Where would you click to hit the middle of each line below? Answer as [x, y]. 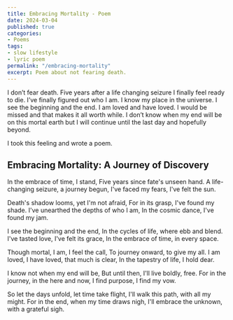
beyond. [19, 130]
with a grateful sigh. [36, 309]
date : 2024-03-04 [33, 20]
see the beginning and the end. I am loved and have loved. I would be [107, 107]
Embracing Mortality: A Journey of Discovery [108, 165]
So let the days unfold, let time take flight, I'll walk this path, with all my [109, 294]
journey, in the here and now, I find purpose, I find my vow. [92, 281]
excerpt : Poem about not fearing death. [67, 72]
